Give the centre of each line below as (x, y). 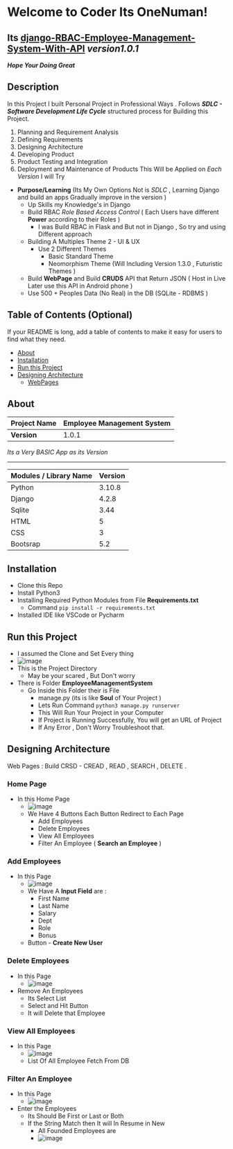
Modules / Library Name (51, 476)
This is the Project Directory (57, 668)
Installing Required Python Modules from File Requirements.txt (108, 600)
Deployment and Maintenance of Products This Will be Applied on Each (119, 169)
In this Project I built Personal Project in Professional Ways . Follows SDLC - (115, 104)
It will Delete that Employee (66, 1013)
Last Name (53, 906)
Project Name (34, 423)
